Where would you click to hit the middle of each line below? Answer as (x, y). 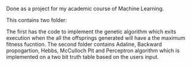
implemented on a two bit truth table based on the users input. (83, 57)
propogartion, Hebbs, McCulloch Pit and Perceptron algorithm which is (93, 51)
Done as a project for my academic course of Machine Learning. (85, 9)
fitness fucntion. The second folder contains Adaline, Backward (84, 44)
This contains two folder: (37, 20)
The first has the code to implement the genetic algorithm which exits (91, 32)
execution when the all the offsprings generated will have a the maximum (96, 38)
